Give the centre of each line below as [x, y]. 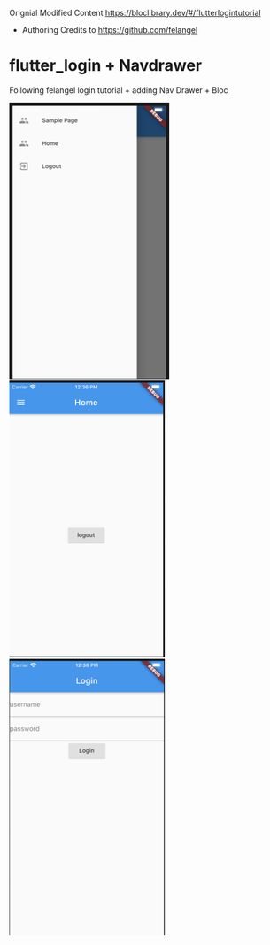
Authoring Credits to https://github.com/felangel [110, 30]
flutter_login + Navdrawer [106, 66]
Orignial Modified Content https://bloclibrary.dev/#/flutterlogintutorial [135, 13]
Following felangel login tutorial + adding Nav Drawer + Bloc [119, 90]
